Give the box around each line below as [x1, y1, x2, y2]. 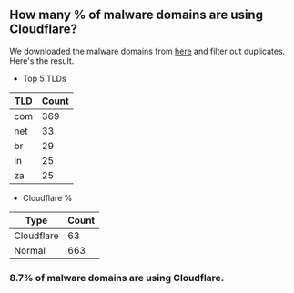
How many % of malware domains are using [9, 7, 264, 23]
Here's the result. [9, 55, 75, 66]
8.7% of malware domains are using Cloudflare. [9, 271, 225, 284]
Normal [14, 244, 46, 257]
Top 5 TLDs [22, 73, 66, 84]
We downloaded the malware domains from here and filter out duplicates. [9, 45, 286, 56]
